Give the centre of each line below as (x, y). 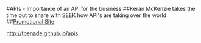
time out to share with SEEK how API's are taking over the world (86, 15)
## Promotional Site (30, 21)
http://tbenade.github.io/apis (42, 33)
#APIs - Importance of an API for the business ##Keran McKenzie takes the (101, 9)
